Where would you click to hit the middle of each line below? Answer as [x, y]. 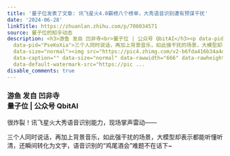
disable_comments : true [41, 70]
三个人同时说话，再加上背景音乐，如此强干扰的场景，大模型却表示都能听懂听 [115, 137]
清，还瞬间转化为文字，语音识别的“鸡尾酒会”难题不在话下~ [90, 145]
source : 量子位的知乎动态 [40, 32]
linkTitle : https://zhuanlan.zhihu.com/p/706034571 [82, 26]
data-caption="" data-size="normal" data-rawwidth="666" [96, 58]
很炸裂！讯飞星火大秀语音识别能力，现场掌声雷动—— [82, 122]
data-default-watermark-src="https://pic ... [79, 64]
